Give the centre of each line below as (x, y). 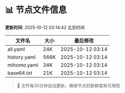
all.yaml (16, 49)
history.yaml (21, 57)
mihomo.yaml (23, 65)
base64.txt (20, 73)
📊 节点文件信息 (36, 10)
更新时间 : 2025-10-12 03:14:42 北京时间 (45, 27)
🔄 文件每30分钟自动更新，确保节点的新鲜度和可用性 (69, 85)
